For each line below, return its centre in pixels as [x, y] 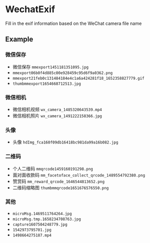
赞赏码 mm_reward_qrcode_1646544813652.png [59, 181]
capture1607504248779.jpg [40, 224]
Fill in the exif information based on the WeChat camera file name [73, 23]
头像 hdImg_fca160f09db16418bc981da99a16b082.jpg [65, 142]
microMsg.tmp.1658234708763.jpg [47, 219]
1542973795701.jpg [32, 230]
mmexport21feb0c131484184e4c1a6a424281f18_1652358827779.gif [79, 78]
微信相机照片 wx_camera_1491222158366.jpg [57, 116]
